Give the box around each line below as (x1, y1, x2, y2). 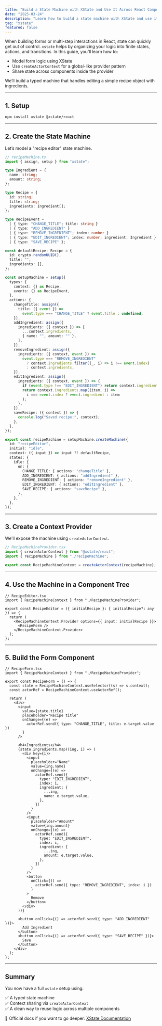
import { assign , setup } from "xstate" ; (5, 159, 90, 164)
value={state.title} (22, 709, 64, 714)
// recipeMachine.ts (5, 155, 47, 160)
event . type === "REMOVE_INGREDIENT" (22, 356, 96, 361)
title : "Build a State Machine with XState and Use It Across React (5, 7, 146, 12)
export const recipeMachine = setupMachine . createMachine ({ (5, 437, 129, 442)
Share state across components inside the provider (12, 68, 114, 74)
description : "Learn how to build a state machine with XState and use (5, 16, 152, 21)
